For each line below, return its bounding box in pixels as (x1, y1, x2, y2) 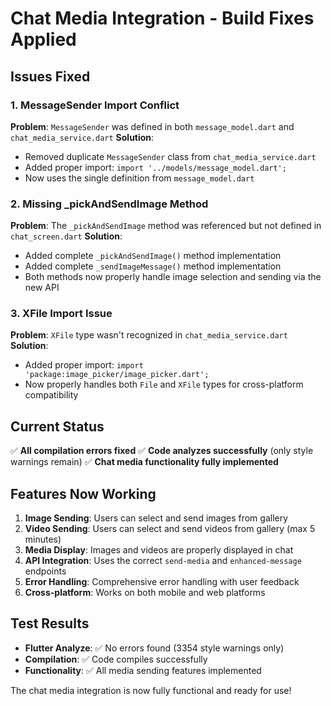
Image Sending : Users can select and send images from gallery (24, 512, 289, 524)
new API (24, 282, 60, 294)
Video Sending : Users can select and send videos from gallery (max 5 (24, 523, 316, 535)
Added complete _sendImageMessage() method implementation (24, 260, 282, 272)
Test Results (10, 615, 90, 632)
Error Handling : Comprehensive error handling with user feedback (24, 576, 300, 588)
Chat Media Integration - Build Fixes (10, 7, 315, 30)
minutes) (24, 533, 62, 546)
